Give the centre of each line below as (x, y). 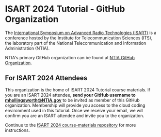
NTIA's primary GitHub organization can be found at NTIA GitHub (70, 57)
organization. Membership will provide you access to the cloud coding (75, 105)
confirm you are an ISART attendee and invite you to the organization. (75, 116)
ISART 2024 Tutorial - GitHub (65, 9)
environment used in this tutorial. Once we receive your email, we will (74, 110)
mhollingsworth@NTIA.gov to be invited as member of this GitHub (72, 100)
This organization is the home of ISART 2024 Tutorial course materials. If (78, 90)
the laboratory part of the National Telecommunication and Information (76, 43)
